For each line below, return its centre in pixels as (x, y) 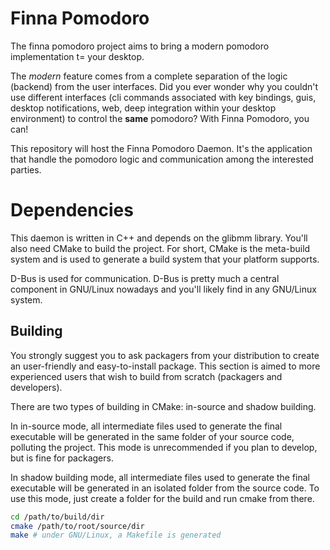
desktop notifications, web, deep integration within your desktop (143, 108)
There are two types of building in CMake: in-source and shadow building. (163, 406)
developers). (36, 387)
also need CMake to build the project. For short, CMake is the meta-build (160, 248)
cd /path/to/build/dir (57, 517)
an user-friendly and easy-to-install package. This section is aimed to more (165, 366)
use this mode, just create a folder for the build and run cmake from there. (162, 498)
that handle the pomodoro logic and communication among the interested (162, 159)
